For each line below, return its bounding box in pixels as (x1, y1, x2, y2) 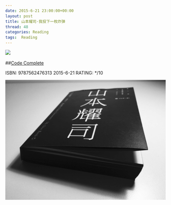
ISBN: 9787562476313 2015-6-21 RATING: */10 (5, 70, 103, 76)
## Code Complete (5, 60, 44, 66)
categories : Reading (5, 29, 49, 35)
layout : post (5, 13, 33, 19)
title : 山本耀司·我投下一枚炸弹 (5, 19, 66, 24)
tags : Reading (5, 35, 38, 40)
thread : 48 (5, 24, 28, 29)
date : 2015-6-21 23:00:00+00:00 (5, 8, 74, 13)
